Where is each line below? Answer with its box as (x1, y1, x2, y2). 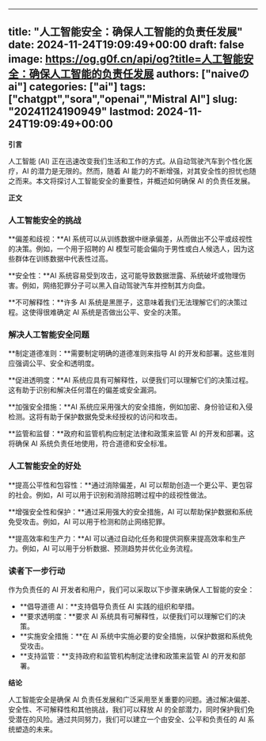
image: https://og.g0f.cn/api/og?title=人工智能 (8, 52, 244, 66)
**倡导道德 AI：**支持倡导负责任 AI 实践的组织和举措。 (19, 602, 199, 611)
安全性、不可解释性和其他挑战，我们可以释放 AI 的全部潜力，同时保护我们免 (8, 705, 255, 714)
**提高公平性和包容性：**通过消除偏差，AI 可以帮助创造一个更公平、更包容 (8, 480, 253, 490)
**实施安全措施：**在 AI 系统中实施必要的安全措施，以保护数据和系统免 (19, 632, 253, 640)
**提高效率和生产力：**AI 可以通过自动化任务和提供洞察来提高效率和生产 (8, 533, 246, 543)
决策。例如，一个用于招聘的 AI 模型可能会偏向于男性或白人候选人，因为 (14, 244, 248, 254)
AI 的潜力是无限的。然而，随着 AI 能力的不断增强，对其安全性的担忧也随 (21, 166, 256, 175)
